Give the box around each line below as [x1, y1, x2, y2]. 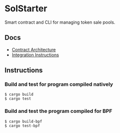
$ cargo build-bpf [4, 119, 42, 124]
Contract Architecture [11, 46, 56, 52]
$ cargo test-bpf [4, 123, 40, 128]
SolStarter [4, 3, 48, 14]
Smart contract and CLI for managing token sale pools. [4, 19, 116, 25]
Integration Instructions [11, 52, 60, 58]
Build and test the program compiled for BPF [4, 108, 113, 115]
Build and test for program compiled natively [4, 81, 114, 88]
